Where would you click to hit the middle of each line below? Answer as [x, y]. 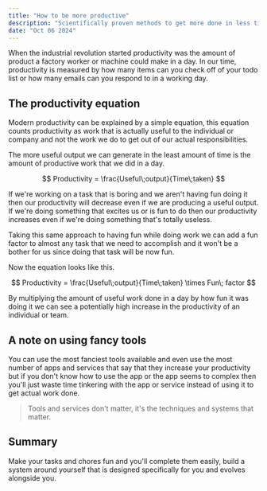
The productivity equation [74, 103]
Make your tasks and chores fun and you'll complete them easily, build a [126, 461]
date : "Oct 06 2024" [43, 30]
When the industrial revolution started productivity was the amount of [122, 53]
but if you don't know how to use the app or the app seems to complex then [132, 376]
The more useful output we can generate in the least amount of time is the [130, 155]
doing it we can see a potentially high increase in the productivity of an [124, 306]
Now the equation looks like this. [62, 267]
